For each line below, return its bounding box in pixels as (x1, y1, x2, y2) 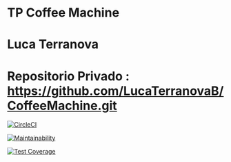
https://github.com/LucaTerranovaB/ (7, 83, 224, 98)
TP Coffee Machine (7, 5, 119, 21)
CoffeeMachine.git (7, 98, 117, 114)
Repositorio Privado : (7, 68, 130, 84)
